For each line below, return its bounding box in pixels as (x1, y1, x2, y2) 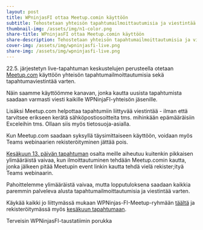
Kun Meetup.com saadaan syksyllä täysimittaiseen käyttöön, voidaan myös (6, 132, 193, 139)
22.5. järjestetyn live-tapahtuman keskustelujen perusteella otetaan (6, 65, 174, 72)
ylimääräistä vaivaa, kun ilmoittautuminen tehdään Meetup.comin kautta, (6, 156, 187, 164)
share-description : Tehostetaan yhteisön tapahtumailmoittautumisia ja (6, 37, 190, 43)
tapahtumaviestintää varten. (6, 77, 76, 85)
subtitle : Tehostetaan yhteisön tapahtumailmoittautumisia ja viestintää (6, 20, 196, 26)
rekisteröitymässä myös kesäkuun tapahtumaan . (6, 205, 127, 212)
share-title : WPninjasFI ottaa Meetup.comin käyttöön (6, 31, 145, 37)
